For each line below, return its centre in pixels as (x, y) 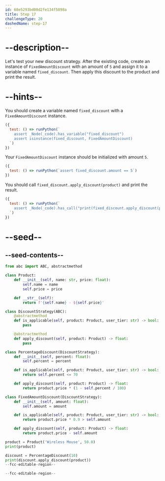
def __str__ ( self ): (34, 298)
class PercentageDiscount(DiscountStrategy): (52, 352)
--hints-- (24, 97)
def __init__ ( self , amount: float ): (52, 402)
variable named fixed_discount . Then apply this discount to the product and (82, 72)
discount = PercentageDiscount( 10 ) (41, 455)
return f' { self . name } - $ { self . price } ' (64, 303)
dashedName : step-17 (26, 23)
